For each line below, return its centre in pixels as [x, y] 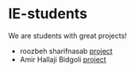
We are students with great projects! [67, 36]
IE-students [48, 14]
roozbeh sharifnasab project [66, 51]
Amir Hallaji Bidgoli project [63, 59]
